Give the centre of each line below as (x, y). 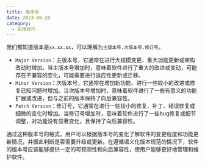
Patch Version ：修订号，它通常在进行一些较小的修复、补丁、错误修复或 (105, 106)
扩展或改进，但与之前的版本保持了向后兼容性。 (74, 98)
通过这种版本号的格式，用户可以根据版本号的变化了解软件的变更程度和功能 (100, 134)
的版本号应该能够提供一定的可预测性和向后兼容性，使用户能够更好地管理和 (100, 150)
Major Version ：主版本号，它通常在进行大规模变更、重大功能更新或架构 (105, 60)
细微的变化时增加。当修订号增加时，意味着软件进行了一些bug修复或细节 (106, 114)
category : (19, 23)
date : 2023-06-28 (28, 18)
